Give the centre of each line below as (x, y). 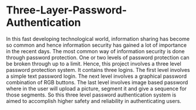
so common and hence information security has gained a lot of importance (96, 45)
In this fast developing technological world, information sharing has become (98, 39)
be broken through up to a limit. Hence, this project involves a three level (94, 63)
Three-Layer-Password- (67, 10)
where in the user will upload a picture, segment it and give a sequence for (96, 88)
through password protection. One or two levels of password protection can (98, 57)
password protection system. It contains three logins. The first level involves (98, 70)
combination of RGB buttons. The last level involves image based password (97, 82)
